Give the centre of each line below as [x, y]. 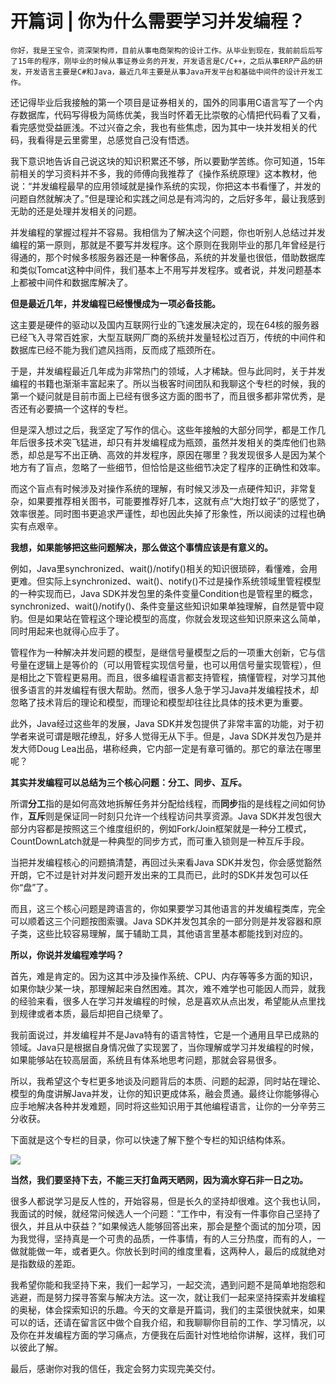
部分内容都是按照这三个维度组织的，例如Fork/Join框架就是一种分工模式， [161, 828]
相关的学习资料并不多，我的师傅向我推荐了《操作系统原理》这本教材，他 [167, 173]
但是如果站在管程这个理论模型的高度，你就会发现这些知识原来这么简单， [176, 618]
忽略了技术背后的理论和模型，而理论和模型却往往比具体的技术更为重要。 [159, 702]
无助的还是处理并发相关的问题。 [76, 211]
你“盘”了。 [32, 887]
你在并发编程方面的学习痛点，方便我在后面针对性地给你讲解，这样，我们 [167, 1334]
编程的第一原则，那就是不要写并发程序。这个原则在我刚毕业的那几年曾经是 [163, 244]
